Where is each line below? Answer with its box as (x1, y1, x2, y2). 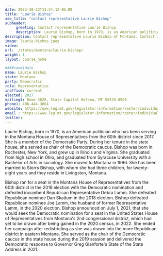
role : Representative (5, 84, 49, 88)
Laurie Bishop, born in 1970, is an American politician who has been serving (5, 128, 156, 134)
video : (5, 43, 18, 48)
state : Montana (5, 75, 36, 80)
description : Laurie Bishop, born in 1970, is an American (16, 30, 138, 34)
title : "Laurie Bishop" (5, 12, 53, 17)
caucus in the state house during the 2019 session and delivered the (5, 236, 142, 242)
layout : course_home (5, 57, 47, 62)
